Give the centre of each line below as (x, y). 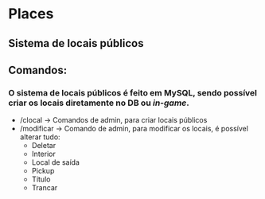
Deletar (44, 146)
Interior (43, 154)
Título (41, 179)
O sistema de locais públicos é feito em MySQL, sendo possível (132, 92)
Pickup (43, 171)
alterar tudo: (40, 137)
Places (31, 14)
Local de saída (55, 162)
